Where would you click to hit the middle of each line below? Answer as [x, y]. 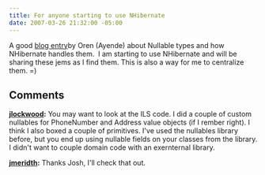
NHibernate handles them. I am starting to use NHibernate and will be [123, 54]
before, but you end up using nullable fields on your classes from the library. [133, 140]
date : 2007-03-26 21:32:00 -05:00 [66, 23]
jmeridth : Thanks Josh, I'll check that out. [77, 163]
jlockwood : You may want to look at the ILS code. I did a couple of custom [131, 114]
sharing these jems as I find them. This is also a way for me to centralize [127, 62]
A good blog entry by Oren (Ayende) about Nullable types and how [117, 45]
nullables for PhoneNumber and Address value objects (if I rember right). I [129, 122]
